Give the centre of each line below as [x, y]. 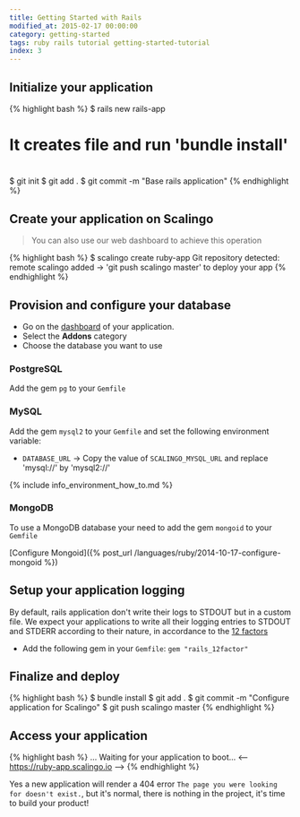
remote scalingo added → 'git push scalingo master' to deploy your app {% [148, 267]
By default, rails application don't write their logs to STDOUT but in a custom [150, 612]
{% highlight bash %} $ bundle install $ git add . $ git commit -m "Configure [149, 698]
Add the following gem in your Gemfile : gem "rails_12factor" [135, 648]
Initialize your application [81, 87]
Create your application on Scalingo [111, 219]
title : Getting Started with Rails [76, 17]
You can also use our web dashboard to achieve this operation [146, 241]
